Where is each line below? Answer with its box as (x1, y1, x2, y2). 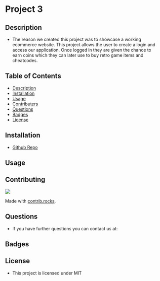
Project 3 (5, 3, 43, 15)
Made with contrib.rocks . (5, 198, 56, 204)
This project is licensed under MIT (12, 270, 82, 276)
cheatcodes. (12, 58, 38, 63)
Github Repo (12, 144, 38, 150)
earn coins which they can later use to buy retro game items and (12, 52, 144, 58)
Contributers (12, 101, 39, 107)
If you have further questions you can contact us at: (12, 225, 118, 231)
